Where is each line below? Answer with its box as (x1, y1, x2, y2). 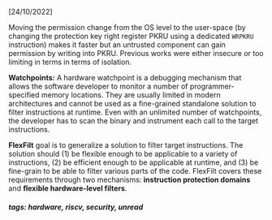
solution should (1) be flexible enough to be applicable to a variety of (8, 149, 238, 158)
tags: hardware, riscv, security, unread (8, 202, 144, 212)
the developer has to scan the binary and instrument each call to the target (8, 116, 258, 125)
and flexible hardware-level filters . (8, 183, 127, 193)
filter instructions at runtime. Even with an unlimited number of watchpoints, (8, 107, 262, 117)
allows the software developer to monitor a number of (8, 81, 188, 91)
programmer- (189, 81, 235, 91)
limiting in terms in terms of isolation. (8, 57, 132, 67)
